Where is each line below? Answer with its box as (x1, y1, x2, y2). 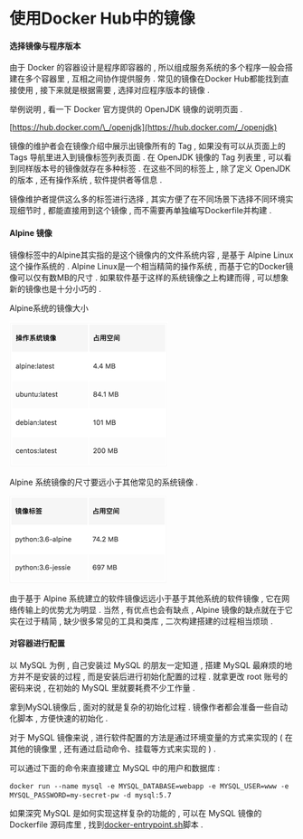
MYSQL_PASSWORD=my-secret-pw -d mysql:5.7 (9, 790, 172, 800)
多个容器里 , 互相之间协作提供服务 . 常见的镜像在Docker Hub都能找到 (24, 73, 282, 84)
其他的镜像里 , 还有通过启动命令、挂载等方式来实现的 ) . (9, 743, 216, 754)
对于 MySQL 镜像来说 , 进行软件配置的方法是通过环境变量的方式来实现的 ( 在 (9, 731, 293, 742)
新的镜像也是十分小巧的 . (9, 283, 101, 294)
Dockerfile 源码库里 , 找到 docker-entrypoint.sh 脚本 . (9, 819, 204, 830)
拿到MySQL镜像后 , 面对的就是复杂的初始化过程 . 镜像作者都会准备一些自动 (9, 702, 289, 712)
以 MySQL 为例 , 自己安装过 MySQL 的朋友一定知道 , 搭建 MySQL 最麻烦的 (9, 659, 285, 670)
